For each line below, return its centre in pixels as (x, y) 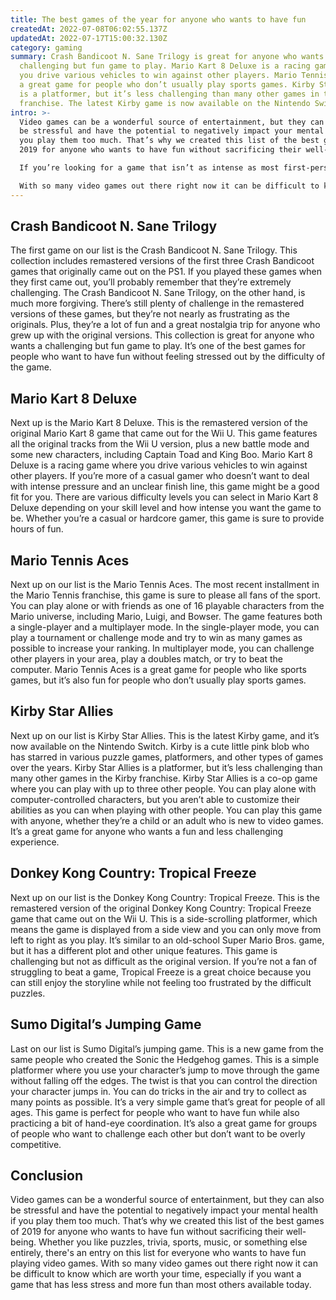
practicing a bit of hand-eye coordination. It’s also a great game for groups (164, 1123)
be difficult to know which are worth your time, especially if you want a (156, 1274)
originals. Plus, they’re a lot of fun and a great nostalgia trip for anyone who (165, 325)
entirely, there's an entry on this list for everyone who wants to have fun (158, 1253)
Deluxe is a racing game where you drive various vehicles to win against (159, 465)
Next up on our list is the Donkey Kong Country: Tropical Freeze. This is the (165, 897)
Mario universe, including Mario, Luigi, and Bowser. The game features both (166, 617)
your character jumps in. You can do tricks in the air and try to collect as (158, 1091)
